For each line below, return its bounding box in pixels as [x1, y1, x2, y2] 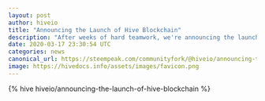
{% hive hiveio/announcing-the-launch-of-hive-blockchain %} [8, 84, 211, 93]
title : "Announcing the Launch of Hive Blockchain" [8, 26, 181, 34]
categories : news [8, 48, 65, 56]
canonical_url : [8, 56, 58, 63]
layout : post [8, 11, 51, 20]
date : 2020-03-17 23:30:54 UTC [8, 41, 111, 49]
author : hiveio [8, 19, 58, 27]
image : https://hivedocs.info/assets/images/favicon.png [8, 63, 200, 70]
